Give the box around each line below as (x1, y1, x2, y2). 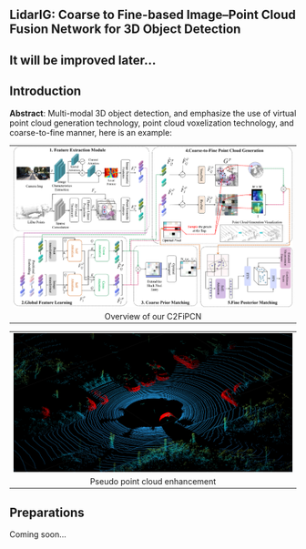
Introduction (9, 84, 82, 99)
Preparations (9, 504, 85, 520)
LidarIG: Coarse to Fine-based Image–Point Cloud (9, 7, 296, 23)
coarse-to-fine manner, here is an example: (9, 127, 173, 137)
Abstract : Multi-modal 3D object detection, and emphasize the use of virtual (9, 107, 297, 118)
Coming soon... (9, 529, 66, 540)
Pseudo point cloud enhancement (89, 475, 217, 486)
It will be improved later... (9, 52, 157, 67)
